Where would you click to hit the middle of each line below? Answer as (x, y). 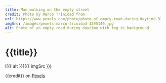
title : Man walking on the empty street (47, 10)
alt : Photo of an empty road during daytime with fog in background (77, 28)
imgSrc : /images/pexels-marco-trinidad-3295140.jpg (59, 23)
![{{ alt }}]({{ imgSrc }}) (28, 66)
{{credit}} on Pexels (25, 76)
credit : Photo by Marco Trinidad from (45, 14)
